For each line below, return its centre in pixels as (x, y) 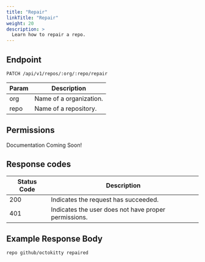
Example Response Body (54, 238)
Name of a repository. (66, 108)
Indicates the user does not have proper (108, 209)
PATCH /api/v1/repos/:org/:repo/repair (57, 73)
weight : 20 (20, 23)
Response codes (39, 164)
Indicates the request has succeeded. (105, 200)
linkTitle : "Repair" (33, 18)
